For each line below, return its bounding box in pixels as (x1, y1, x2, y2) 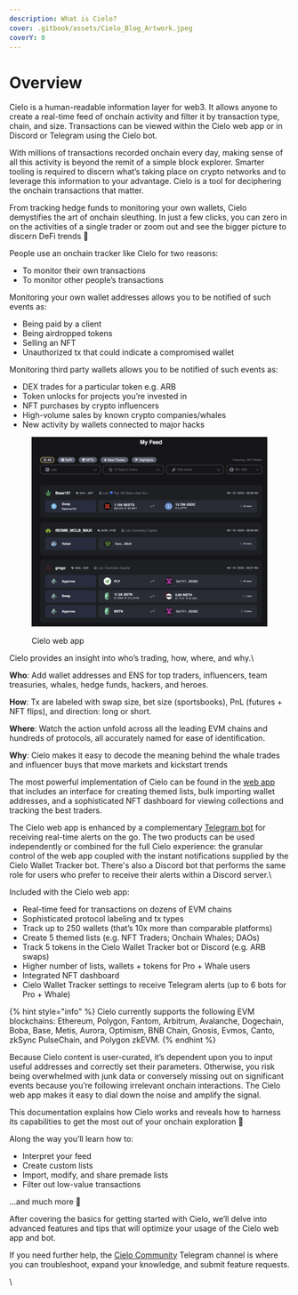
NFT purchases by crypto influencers (21, 400, 160, 411)
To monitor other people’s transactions (21, 275, 165, 286)
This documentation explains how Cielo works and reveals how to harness (9, 1106, 282, 1117)
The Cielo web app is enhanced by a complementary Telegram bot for (9, 822, 266, 832)
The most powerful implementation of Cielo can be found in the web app (9, 776, 276, 787)
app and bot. (9, 1232, 56, 1243)
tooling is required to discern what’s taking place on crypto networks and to (9, 166, 286, 177)
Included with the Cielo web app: (9, 886, 130, 897)
